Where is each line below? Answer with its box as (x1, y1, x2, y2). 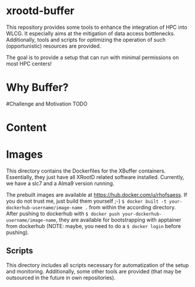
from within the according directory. (89, 204, 176, 210)
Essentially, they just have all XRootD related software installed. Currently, (6, 174, 184, 180)
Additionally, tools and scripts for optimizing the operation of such (6, 36, 166, 43)
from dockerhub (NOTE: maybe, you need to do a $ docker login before (6, 223, 181, 229)
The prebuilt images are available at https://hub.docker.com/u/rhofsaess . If (6, 192, 187, 198)
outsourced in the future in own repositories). (6, 274, 116, 281)
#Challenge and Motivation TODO (6, 100, 88, 107)
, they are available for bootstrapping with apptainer (56, 216, 181, 223)
